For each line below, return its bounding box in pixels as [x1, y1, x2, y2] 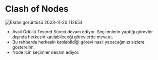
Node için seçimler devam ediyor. [12, 49, 79, 55]
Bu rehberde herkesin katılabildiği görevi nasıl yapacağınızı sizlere [12, 39, 145, 45]
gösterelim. [12, 44, 35, 50]
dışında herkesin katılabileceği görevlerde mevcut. [12, 34, 113, 40]
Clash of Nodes [5, 3, 69, 15]
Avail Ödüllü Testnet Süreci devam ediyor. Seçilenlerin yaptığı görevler [12, 29, 153, 34]
